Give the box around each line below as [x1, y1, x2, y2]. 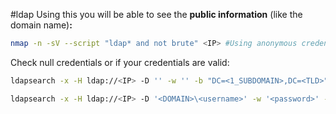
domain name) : [10, 19, 73, 31]
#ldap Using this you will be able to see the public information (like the [10, 9, 303, 20]
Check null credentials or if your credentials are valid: [10, 56, 230, 68]
